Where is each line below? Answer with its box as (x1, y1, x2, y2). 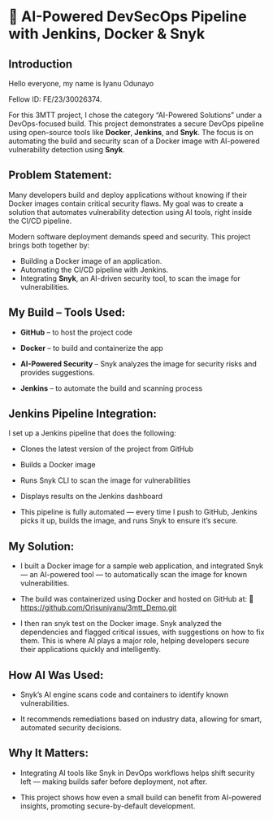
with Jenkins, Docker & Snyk (8, 24, 206, 43)
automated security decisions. (19, 723, 122, 733)
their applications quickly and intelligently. (19, 645, 161, 655)
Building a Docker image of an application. (19, 256, 162, 265)
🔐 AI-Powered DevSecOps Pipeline (8, 7, 247, 26)
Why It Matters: (8, 747, 89, 760)
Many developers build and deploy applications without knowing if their (8, 190, 248, 199)
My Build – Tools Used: (8, 305, 126, 320)
